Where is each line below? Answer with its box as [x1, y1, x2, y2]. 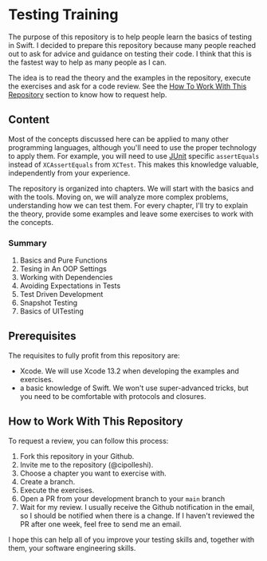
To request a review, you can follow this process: [8, 436, 169, 445]
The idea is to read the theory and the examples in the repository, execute [8, 73, 251, 82]
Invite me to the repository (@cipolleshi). [19, 460, 154, 469]
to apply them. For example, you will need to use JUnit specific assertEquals [8, 151, 260, 160]
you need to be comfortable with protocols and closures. [19, 391, 206, 401]
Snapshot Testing [19, 298, 78, 308]
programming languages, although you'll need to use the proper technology [8, 142, 257, 152]
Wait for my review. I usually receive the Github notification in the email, [19, 502, 255, 512]
